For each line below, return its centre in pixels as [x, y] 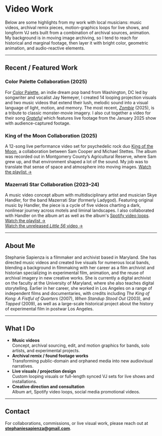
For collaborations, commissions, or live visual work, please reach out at [77, 423]
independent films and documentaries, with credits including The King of [77, 294]
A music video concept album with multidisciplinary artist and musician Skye [81, 195]
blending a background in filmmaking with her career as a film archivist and [80, 268]
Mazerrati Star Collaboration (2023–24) [52, 184]
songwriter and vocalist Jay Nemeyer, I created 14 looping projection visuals [81, 97]
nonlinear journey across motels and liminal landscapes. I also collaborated [80, 210]
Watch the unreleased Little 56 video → [44, 226]
